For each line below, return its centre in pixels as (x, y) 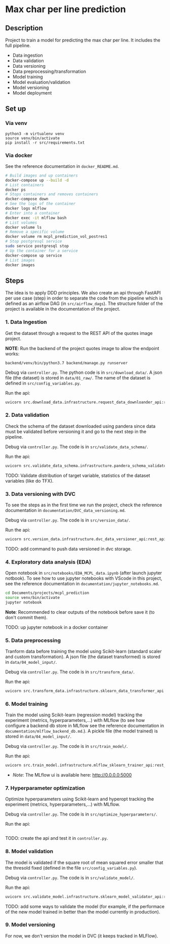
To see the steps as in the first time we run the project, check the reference (84, 505)
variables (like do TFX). (30, 481)
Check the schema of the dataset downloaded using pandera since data (80, 426)
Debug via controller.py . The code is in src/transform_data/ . (70, 672)
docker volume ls (24, 227)
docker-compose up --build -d (37, 180)
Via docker (19, 155)
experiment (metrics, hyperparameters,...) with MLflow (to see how (75, 720)
